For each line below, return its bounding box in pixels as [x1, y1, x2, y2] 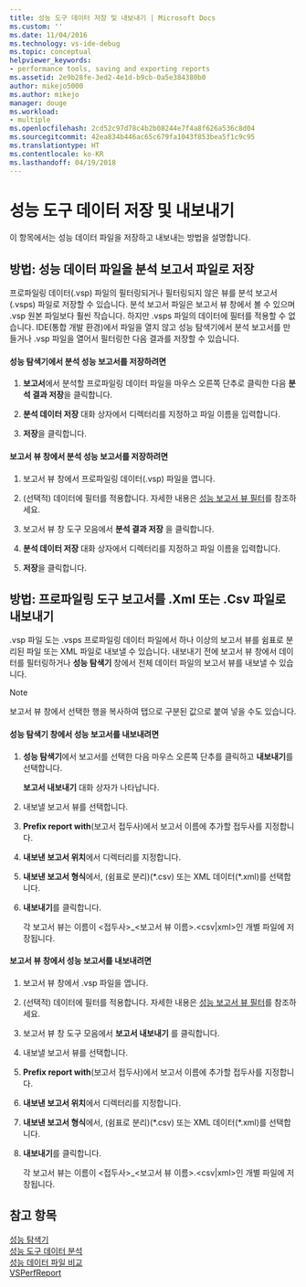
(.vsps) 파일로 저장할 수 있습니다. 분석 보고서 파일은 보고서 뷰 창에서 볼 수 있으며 [9, 299, 295, 310]
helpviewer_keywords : [9, 56, 92, 65]
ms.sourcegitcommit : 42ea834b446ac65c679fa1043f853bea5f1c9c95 [9, 133, 256, 142]
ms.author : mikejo [9, 90, 79, 99]
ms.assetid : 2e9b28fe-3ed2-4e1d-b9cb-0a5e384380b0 [9, 73, 206, 82]
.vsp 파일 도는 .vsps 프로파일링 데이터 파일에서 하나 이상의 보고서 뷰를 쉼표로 [9, 635, 284, 646]
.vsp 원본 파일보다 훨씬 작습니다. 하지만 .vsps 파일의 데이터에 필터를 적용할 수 [9, 310, 286, 321]
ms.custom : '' [9, 22, 64, 31]
